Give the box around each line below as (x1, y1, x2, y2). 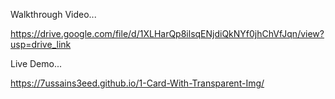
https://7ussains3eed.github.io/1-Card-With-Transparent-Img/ (10, 77, 265, 89)
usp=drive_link (10, 39, 72, 50)
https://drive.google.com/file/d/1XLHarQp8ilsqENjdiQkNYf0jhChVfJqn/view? (10, 28, 325, 39)
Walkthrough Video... (10, 9, 97, 20)
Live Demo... (10, 58, 63, 69)
